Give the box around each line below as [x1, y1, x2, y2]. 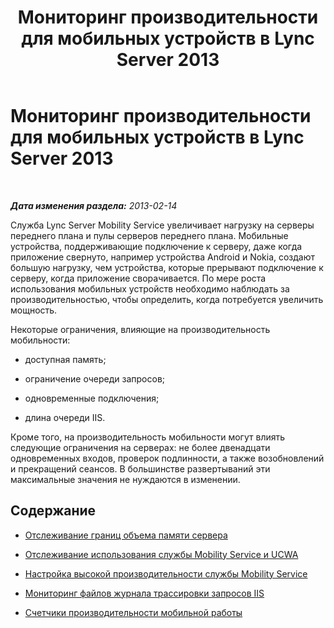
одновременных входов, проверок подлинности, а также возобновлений [10, 452, 325, 464]
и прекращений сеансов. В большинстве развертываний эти [10, 462, 271, 475]
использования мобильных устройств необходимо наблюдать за [10, 282, 290, 295]
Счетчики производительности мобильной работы [24, 606, 243, 618]
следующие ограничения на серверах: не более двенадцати [10, 441, 271, 453]
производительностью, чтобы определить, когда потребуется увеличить [10, 293, 324, 305]
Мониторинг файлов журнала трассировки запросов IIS [24, 587, 265, 599]
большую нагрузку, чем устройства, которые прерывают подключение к [10, 261, 324, 273]
